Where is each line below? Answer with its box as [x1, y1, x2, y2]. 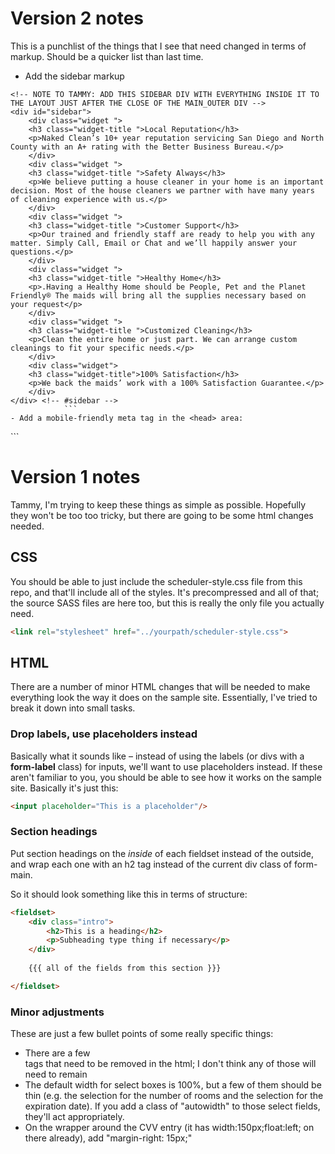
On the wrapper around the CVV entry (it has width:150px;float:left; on [24, 1122, 315, 1134]
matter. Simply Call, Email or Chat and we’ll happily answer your [10, 238, 298, 248]
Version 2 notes [10, 7, 144, 30]
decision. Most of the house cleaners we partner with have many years [10, 185, 315, 196]
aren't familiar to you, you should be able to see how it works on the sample [10, 771, 322, 783]
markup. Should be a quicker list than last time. [10, 50, 204, 62]
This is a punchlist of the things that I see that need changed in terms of [10, 40, 307, 52]
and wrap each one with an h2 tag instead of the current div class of [10, 858, 293, 870]
